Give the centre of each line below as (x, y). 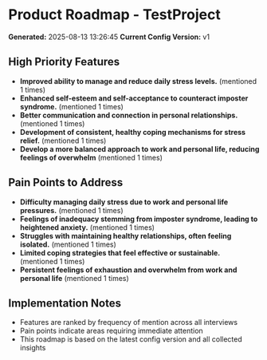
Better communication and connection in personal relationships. (129, 115)
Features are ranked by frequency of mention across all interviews (128, 322)
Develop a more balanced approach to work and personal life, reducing (139, 148)
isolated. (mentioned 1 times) (68, 244)
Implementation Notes (65, 303)
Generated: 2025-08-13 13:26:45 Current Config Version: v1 (109, 37)
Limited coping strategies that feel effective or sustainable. (120, 252)
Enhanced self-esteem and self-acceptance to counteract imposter (134, 98)
